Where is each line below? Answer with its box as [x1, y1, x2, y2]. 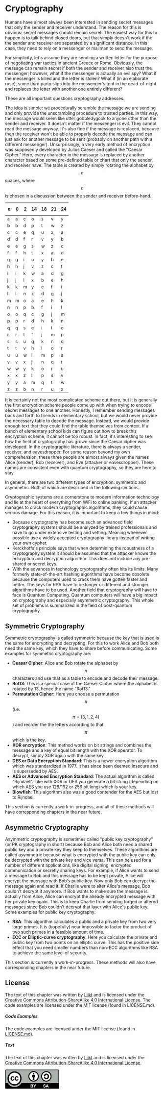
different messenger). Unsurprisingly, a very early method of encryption [5, 141, 151, 147]
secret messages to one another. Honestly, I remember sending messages [5, 407, 155, 413]
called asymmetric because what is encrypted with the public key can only [5, 852, 156, 858]
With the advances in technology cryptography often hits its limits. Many [12, 566, 159, 572]
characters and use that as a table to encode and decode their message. [12, 675, 159, 681]
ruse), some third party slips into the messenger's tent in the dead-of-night [5, 80, 157, 86]
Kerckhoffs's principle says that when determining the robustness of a [12, 545, 154, 551]
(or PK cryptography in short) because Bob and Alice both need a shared [5, 842, 153, 847]
